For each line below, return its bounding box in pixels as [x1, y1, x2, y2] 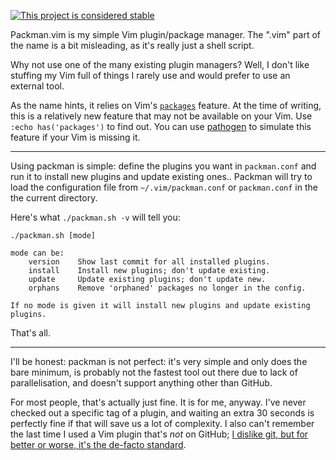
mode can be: [10, 248, 65, 258]
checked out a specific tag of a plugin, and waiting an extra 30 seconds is [10, 407, 315, 419]
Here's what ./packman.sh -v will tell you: [10, 211, 181, 223]
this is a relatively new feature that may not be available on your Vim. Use [10, 110, 313, 122]
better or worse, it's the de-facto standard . [10, 439, 187, 450]
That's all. [10, 327, 51, 339]
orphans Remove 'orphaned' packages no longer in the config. [28, 283, 307, 293]
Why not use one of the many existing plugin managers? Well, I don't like [10, 59, 310, 70]
